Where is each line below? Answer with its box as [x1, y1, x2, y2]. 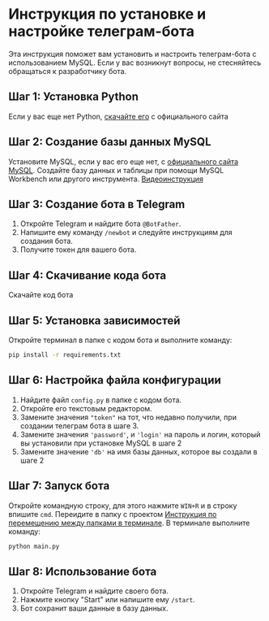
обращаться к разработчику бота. [8, 66, 127, 76]
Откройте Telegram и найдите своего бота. [19, 586, 169, 596]
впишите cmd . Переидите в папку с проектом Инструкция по [8, 509, 217, 519]
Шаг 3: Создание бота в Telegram [8, 197, 186, 211]
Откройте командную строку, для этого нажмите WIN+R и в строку [8, 501, 237, 510]
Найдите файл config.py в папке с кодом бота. [19, 395, 182, 405]
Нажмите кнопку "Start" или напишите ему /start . [19, 595, 196, 605]
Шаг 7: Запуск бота [8, 479, 110, 493]
